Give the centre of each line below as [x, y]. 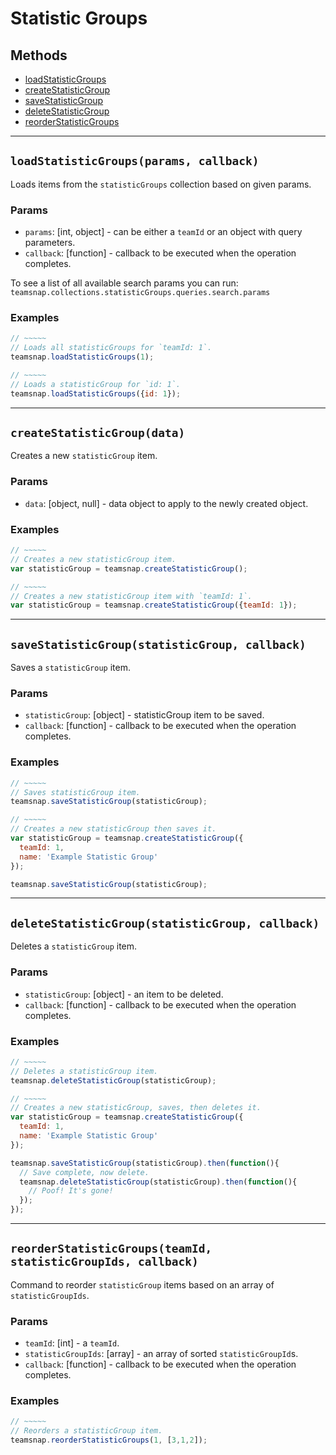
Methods [39, 55]
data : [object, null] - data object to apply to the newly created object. [166, 503]
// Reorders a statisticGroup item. [86, 1431]
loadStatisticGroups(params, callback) [135, 161]
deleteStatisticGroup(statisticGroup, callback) [165, 923]
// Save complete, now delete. [84, 1172]
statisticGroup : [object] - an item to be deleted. [124, 994]
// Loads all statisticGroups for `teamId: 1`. [111, 348]
